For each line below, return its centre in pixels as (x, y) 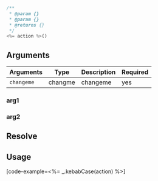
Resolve (22, 137)
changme (62, 82)
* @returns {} (27, 25)
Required (135, 72)
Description (98, 72)
